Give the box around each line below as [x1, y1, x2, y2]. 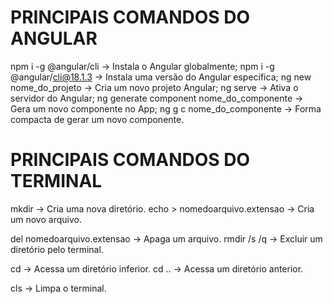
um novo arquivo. [10, 213, 82, 225]
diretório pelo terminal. [10, 243, 104, 255]
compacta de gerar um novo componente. [10, 113, 185, 125]
